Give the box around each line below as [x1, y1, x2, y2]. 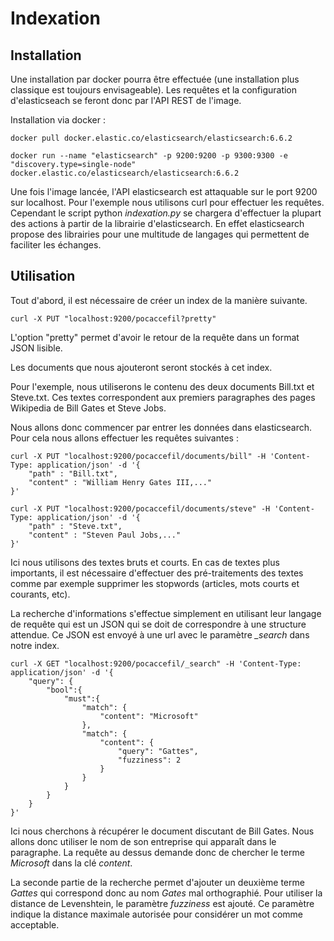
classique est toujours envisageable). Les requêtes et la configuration [10, 84, 298, 96]
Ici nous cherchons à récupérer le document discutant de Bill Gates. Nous [10, 825, 315, 837]
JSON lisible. [10, 342, 63, 354]
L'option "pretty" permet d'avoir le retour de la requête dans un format [10, 331, 300, 343]
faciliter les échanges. [10, 239, 102, 251]
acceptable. [10, 918, 60, 931]
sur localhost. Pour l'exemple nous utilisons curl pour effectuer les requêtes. [10, 197, 325, 208]
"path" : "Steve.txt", [28, 521, 123, 531]
